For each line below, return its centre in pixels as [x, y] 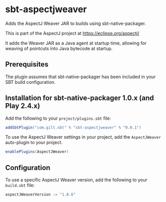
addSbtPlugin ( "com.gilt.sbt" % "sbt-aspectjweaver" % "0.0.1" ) [73, 127]
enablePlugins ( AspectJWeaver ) [37, 152]
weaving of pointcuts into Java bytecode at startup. [59, 48]
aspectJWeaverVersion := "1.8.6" [40, 195]
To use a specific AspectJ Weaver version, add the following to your [76, 180]
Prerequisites [27, 64]
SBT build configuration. [30, 82]
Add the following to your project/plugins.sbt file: [58, 118]
